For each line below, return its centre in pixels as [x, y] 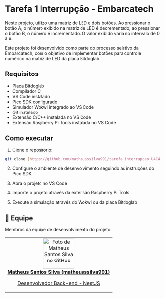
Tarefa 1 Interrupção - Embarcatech [80, 9]
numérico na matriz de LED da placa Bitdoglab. [53, 58]
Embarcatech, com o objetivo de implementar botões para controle [73, 53]
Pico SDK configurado [35, 102]
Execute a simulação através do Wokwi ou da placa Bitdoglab [75, 202]
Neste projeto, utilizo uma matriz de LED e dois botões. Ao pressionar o [78, 23]
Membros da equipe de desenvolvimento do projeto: [59, 230]
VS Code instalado [31, 96]
